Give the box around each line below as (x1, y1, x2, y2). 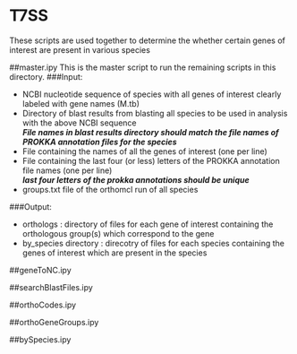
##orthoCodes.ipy (9, 299, 77, 310)
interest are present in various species (9, 44, 150, 55)
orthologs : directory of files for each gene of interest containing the (21, 219, 274, 229)
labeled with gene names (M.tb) (21, 98, 140, 108)
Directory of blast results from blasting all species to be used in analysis (21, 108, 288, 118)
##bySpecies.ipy (9, 333, 72, 345)
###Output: (9, 201, 52, 212)
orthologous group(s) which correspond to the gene (21, 228, 215, 238)
